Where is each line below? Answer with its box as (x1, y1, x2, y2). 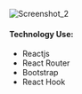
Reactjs (21, 49, 51, 59)
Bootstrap (21, 67, 59, 78)
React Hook (21, 76, 66, 88)
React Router (21, 58, 70, 68)
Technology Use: (9, 28, 74, 39)
